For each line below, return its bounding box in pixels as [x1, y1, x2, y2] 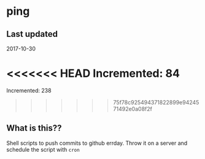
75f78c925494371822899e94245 [113, 98, 199, 106]
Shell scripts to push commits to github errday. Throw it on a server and [6, 139, 188, 147]
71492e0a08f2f [113, 105, 152, 112]
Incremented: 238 [6, 87, 52, 94]
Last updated [6, 29, 58, 39]
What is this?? [6, 123, 62, 133]
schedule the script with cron [6, 145, 80, 153]
